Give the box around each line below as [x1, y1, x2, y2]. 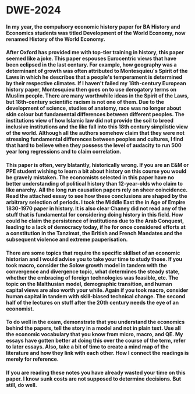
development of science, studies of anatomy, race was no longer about [6, 104, 182, 111]
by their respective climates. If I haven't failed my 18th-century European [6, 80, 186, 87]
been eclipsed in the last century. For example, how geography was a [6, 61, 177, 68]
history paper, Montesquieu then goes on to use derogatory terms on [6, 86, 177, 93]
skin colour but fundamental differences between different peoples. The [6, 111, 185, 118]
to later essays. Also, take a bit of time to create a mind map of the [6, 343, 169, 350]
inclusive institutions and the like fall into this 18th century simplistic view [6, 123, 188, 130]
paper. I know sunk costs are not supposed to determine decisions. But [6, 375, 182, 382]
